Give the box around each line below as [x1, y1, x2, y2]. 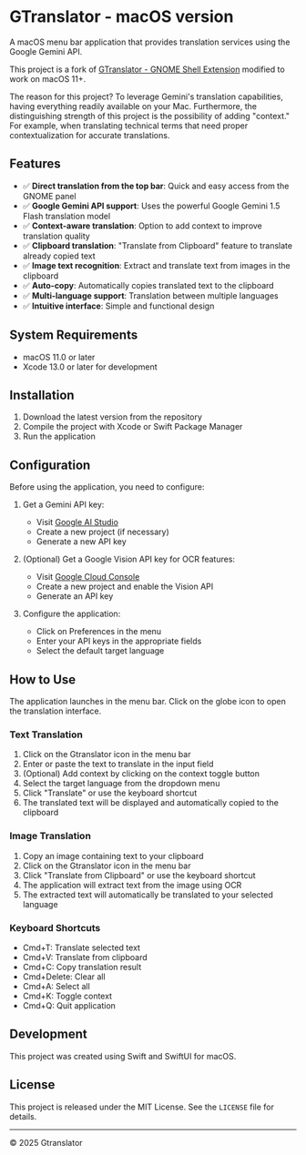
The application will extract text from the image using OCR [22, 879, 242, 890]
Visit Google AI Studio [36, 517, 118, 528]
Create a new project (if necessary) [36, 526, 170, 538]
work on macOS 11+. [9, 73, 87, 84]
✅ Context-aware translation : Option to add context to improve [22, 220, 262, 231]
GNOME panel [22, 190, 76, 201]
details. [9, 1110, 37, 1121]
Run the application [22, 431, 96, 442]
